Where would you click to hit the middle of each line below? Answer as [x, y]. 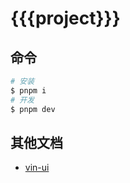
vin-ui [37, 168]
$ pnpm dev [33, 109]
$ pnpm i [28, 90]
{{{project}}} [65, 18]
